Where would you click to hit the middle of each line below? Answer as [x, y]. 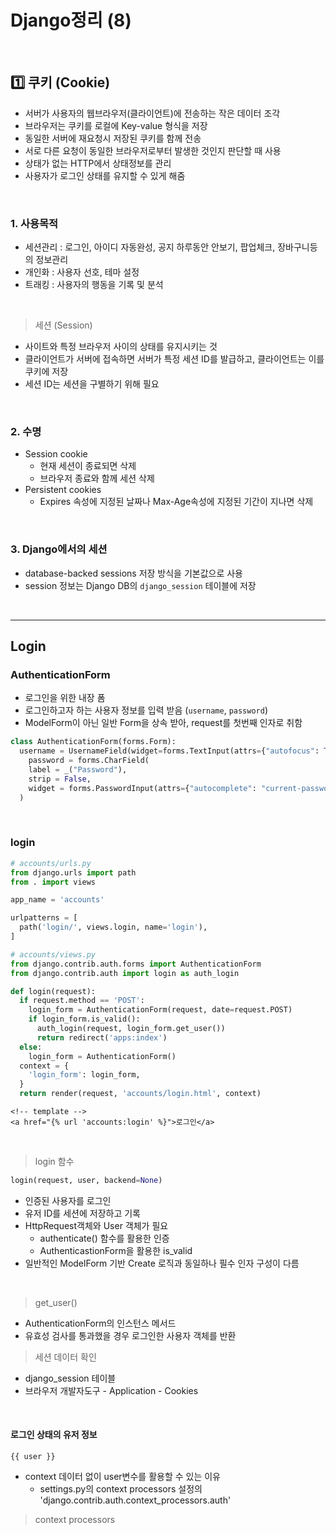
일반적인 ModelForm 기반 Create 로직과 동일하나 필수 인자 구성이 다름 [162, 1263]
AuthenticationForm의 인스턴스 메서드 [100, 1323]
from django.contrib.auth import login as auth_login [125, 973]
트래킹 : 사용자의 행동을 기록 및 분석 [94, 285]
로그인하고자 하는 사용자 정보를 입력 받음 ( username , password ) [146, 710]
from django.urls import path [73, 872]
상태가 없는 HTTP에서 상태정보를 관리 [98, 163]
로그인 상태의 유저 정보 [54, 1435]
